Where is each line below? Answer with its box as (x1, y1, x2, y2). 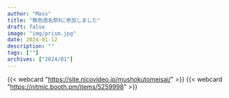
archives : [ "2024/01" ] (7, 56, 73, 63)
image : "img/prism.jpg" (7, 29, 77, 37)
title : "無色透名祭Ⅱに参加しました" (7, 17, 101, 24)
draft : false (7, 23, 45, 30)
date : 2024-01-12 (7, 36, 58, 43)
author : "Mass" (7, 10, 52, 17)
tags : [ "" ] (7, 50, 39, 57)
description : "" (7, 43, 54, 50)
